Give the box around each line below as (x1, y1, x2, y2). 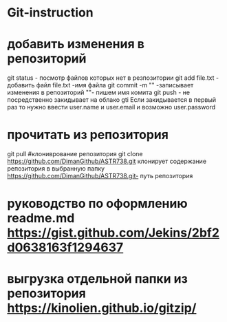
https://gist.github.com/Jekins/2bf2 (7, 225, 220, 241)
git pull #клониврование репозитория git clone (7, 150, 143, 158)
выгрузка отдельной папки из (7, 271, 188, 287)
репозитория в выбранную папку (7, 164, 105, 173)
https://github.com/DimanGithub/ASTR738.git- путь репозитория (7, 172, 193, 180)
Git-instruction (7, 5, 94, 21)
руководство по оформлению (7, 196, 188, 211)
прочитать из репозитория (7, 127, 169, 142)
